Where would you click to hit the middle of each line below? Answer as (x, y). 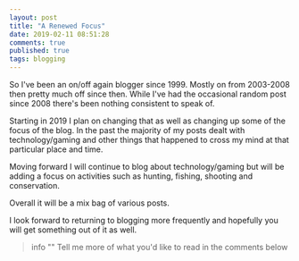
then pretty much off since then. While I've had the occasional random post (148, 94)
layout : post (33, 17)
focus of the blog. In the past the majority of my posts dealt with (127, 130)
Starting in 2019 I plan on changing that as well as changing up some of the (147, 121)
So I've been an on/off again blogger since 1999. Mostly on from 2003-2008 (149, 84)
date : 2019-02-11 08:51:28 (59, 34)
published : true (39, 51)
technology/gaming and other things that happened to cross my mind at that (149, 140)
